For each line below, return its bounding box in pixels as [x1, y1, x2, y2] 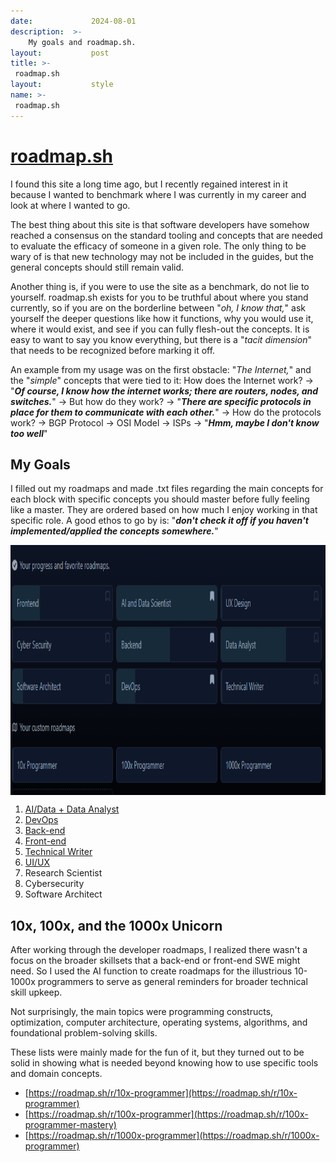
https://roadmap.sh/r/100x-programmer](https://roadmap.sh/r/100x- [28, 1108, 309, 1120]
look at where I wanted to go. [10, 199, 131, 211]
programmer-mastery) [24, 1119, 117, 1131]
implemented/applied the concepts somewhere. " [10, 525, 219, 537]
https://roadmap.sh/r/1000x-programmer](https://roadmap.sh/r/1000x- [28, 1130, 320, 1142]
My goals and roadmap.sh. [28, 37, 137, 47]
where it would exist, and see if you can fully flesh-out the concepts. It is [10, 323, 310, 335]
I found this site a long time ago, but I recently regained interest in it [10, 178, 288, 190]
